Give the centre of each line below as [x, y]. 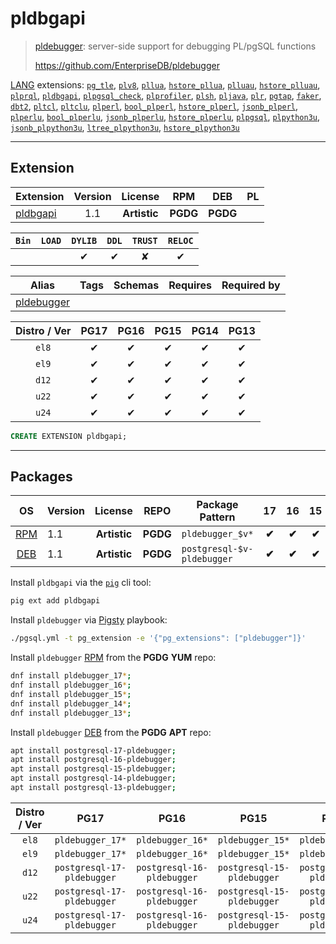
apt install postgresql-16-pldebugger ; [93, 760]
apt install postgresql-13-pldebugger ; [93, 788]
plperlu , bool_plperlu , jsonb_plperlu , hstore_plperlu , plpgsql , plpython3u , [165, 116]
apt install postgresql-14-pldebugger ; [93, 778]
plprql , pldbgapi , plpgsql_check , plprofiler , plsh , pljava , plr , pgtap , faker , [166, 95]
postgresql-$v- [217, 549]
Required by [251, 285]
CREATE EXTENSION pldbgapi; [69, 436]
